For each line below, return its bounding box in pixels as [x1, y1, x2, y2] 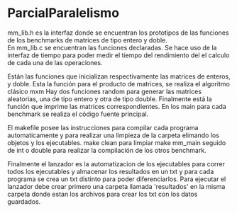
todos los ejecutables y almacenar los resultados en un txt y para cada [7, 167, 214, 175]
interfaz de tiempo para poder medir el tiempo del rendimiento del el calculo [7, 51, 230, 59]
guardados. [7, 197, 41, 206]
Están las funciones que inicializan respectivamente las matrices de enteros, [7, 72, 231, 81]
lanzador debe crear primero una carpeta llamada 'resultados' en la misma [7, 182, 226, 190]
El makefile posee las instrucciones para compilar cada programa [7, 123, 199, 132]
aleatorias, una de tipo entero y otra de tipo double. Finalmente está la [7, 94, 212, 103]
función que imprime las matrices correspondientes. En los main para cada [7, 102, 227, 110]
